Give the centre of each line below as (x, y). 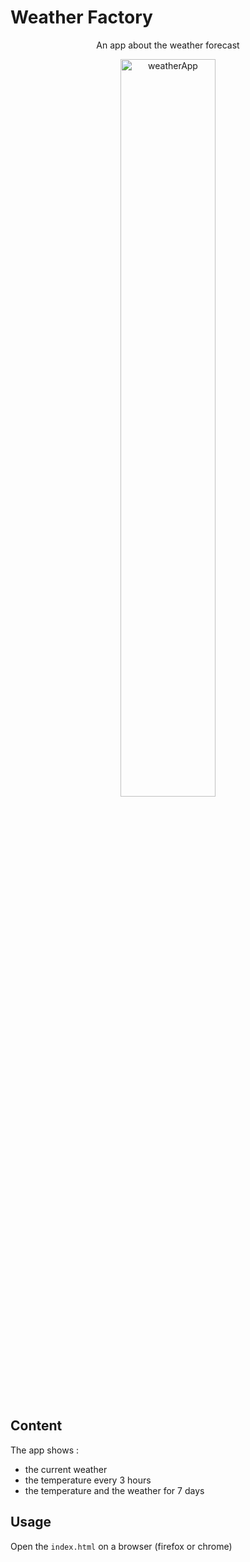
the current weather (66, 1469)
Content (36, 1426)
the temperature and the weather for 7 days (114, 1490)
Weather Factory (81, 17)
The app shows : (44, 1450)
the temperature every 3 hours (88, 1480)
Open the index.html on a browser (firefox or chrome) (121, 1546)
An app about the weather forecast (168, 45)
